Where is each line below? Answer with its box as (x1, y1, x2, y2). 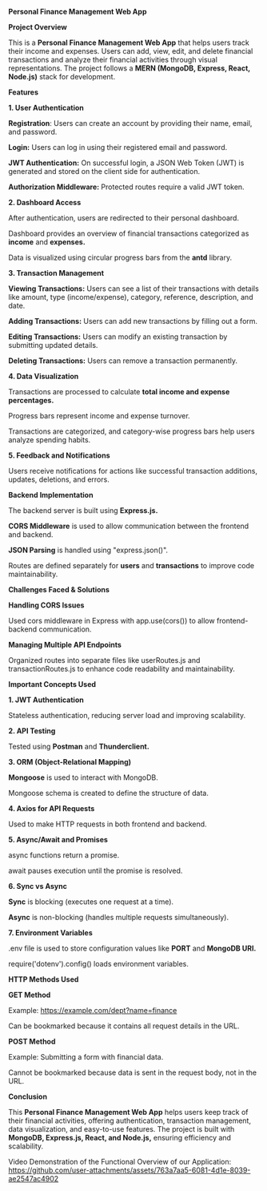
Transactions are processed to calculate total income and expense (8, 387, 230, 396)
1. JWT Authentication (8, 695, 84, 705)
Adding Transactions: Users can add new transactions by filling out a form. (8, 317, 258, 325)
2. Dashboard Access (8, 198, 82, 207)
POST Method (8, 1037, 56, 1046)
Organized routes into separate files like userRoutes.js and (8, 656, 201, 664)
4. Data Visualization (8, 372, 79, 381)
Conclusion (8, 1092, 48, 1101)
